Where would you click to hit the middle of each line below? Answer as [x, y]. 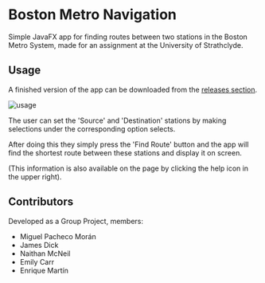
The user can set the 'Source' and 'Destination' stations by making [117, 120]
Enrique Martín [44, 270]
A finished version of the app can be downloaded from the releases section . [132, 89]
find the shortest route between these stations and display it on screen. [125, 152]
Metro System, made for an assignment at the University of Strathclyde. [126, 45]
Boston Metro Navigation [93, 15]
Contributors [41, 202]
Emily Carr [37, 261]
